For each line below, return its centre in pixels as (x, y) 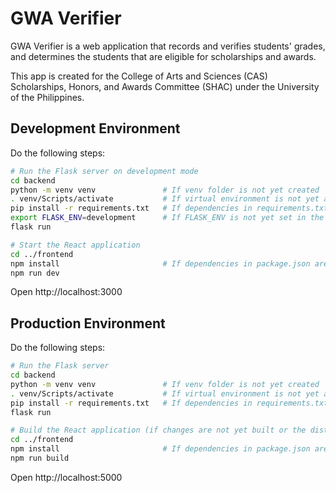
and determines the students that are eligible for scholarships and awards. (163, 56)
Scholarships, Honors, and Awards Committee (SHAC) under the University (165, 86)
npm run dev (35, 273)
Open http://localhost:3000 (66, 292)
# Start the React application (75, 245)
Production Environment (88, 323)
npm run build (40, 458)
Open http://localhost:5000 (66, 477)
